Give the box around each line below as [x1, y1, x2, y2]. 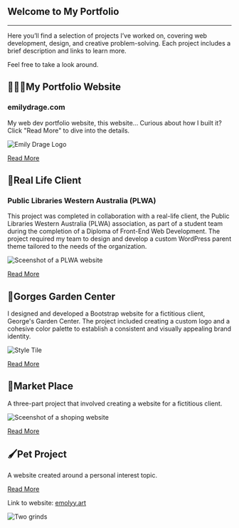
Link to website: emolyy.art [7, 498, 87, 507]
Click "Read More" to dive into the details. [7, 126, 130, 135]
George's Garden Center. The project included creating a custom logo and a [7, 317, 230, 325]
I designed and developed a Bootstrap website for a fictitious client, [7, 309, 206, 318]
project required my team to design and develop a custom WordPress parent [7, 234, 232, 243]
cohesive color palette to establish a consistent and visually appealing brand [7, 324, 232, 333]
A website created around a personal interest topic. [7, 470, 158, 480]
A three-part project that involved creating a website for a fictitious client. [7, 399, 223, 408]
